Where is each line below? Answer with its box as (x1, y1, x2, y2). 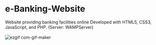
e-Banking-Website (5, 3, 85, 14)
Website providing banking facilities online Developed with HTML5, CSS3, (5, 19, 152, 25)
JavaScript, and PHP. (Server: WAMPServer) (5, 24, 94, 30)
